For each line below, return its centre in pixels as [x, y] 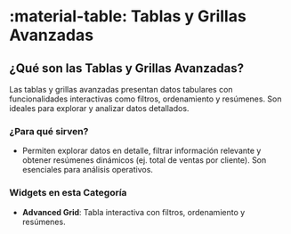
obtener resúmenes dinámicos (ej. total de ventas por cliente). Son [144, 160]
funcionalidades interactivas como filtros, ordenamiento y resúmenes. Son [145, 99]
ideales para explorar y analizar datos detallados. [99, 108]
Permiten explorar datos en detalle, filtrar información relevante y [141, 151]
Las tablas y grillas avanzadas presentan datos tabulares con [121, 89]
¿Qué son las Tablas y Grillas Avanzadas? [127, 68]
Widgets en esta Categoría [68, 193]
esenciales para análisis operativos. [88, 170]
